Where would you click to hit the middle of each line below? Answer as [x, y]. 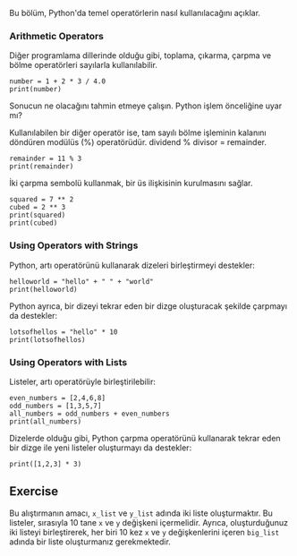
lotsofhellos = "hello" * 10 [64, 332]
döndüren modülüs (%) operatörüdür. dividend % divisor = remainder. [138, 142]
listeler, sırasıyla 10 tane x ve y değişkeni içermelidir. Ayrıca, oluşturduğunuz [149, 522]
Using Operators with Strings [74, 245]
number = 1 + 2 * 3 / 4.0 [57, 81]
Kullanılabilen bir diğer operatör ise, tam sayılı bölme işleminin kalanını [138, 133]
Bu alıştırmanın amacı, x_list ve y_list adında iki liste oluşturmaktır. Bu [141, 513]
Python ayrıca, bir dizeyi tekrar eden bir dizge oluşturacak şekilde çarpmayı [148, 306]
